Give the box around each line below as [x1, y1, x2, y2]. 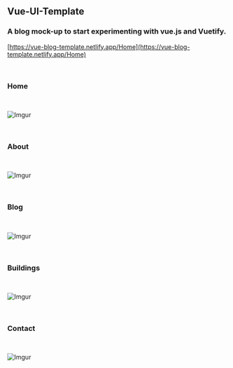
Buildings [7, 263, 41, 273]
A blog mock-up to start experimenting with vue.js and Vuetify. [7, 27, 227, 36]
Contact [7, 323, 36, 333]
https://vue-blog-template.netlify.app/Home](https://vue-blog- [9, 42, 190, 51]
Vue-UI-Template [7, 6, 85, 18]
